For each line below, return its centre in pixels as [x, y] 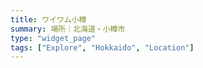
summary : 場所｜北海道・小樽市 [68, 29]
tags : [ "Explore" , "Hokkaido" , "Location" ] [102, 47]
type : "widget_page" [53, 38]
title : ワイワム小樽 [48, 19]
